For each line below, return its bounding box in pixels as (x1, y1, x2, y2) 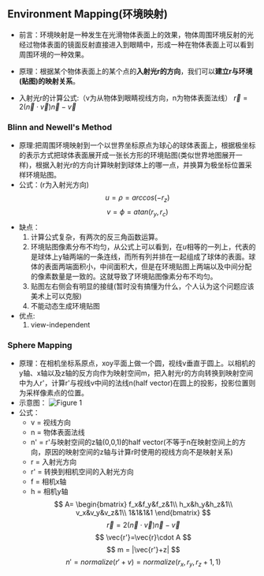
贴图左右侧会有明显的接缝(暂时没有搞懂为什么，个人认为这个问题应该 (30, 281, 255, 290)
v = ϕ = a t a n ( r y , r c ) (106, 207, 169, 219)
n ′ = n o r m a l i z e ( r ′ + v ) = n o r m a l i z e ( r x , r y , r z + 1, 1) (65, 557, 221, 568)
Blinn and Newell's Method (7, 122, 113, 133)
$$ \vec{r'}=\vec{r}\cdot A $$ (95, 533, 192, 542)
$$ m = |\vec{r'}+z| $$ (106, 545, 180, 554)
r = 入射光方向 (30, 457, 77, 466)
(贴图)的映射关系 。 (18, 76, 80, 85)
